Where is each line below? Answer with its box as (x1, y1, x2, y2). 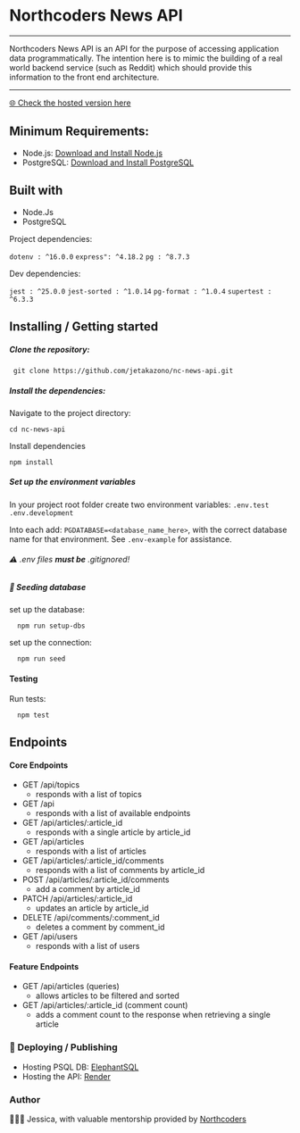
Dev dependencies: (9, 268, 81, 279)
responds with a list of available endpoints (35, 808, 191, 819)
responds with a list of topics (35, 789, 143, 800)
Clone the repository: (9, 344, 90, 354)
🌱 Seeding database (9, 582, 87, 593)
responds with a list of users (35, 941, 140, 952)
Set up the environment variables (9, 477, 137, 487)
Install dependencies (9, 440, 87, 451)
